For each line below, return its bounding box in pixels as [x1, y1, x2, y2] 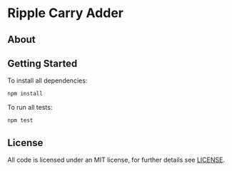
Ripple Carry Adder [7, 5, 123, 21]
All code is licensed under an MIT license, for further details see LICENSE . [7, 155, 225, 164]
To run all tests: [7, 103, 53, 112]
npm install [7, 90, 43, 98]
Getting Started [7, 57, 78, 69]
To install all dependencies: [7, 76, 88, 85]
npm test [7, 117, 34, 124]
